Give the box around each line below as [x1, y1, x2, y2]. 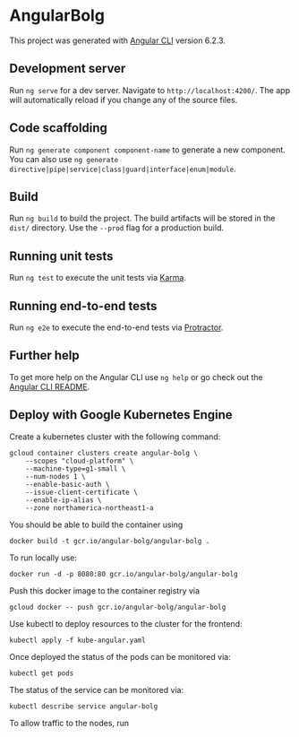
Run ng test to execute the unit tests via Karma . [9, 273, 186, 283]
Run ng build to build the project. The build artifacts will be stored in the [9, 212, 276, 224]
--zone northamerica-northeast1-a [25, 503, 154, 512]
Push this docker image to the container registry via [9, 585, 200, 596]
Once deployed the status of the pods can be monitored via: [9, 651, 231, 662]
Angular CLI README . [9, 381, 90, 392]
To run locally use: [9, 552, 78, 563]
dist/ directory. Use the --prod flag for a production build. [9, 222, 224, 233]
